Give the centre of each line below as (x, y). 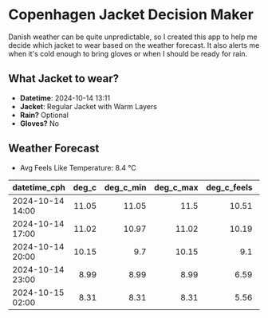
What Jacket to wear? (64, 79)
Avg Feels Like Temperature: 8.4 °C (78, 167)
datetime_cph (39, 187)
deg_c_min (125, 187)
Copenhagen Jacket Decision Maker (131, 15)
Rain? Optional (44, 115)
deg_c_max (176, 187)
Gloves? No (39, 123)
